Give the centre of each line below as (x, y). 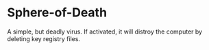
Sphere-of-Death (57, 13)
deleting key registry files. (44, 38)
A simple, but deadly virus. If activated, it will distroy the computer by (105, 32)
